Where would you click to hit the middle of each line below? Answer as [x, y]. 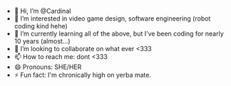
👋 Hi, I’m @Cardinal [42, 11]
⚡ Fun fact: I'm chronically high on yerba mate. [83, 75]
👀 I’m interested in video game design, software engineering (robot [112, 18]
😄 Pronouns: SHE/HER [48, 67]
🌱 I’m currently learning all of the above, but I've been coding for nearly [119, 33]
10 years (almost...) [42, 41]
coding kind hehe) [41, 26]
